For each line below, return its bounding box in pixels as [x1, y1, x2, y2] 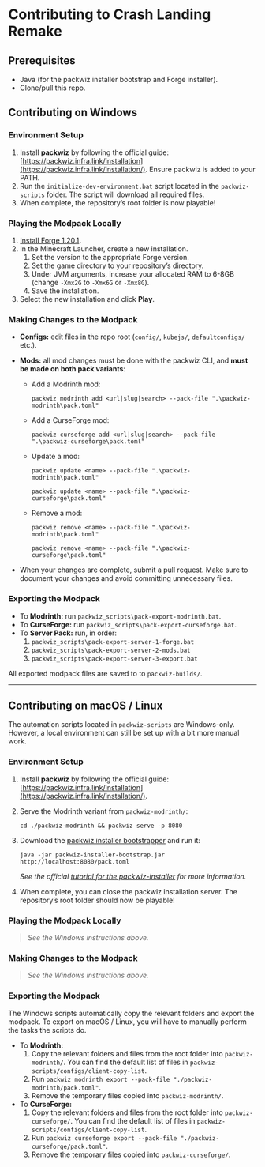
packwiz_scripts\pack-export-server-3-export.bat [31, 654, 199, 663]
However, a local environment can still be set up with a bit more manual [8, 728, 240, 738]
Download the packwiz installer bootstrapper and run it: [19, 835, 201, 845]
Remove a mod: [31, 508, 83, 518]
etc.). [19, 341, 37, 350]
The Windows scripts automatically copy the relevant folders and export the [8, 1008, 255, 1018]
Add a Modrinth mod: [31, 379, 101, 389]
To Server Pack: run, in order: [19, 628, 117, 638]
